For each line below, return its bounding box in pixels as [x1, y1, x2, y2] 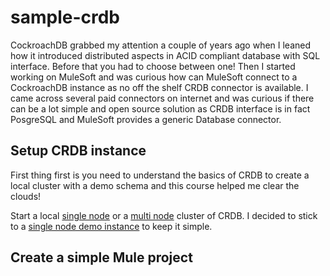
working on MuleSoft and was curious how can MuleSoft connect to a [10, 71, 298, 83]
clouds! [10, 190, 42, 202]
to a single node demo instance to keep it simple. [10, 220, 213, 232]
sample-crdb [10, 6, 120, 29]
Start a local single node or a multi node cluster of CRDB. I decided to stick [10, 209, 318, 221]
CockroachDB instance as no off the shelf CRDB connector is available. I [10, 81, 309, 93]
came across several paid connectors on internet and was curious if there [10, 92, 315, 104]
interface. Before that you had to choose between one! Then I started [10, 60, 296, 72]
